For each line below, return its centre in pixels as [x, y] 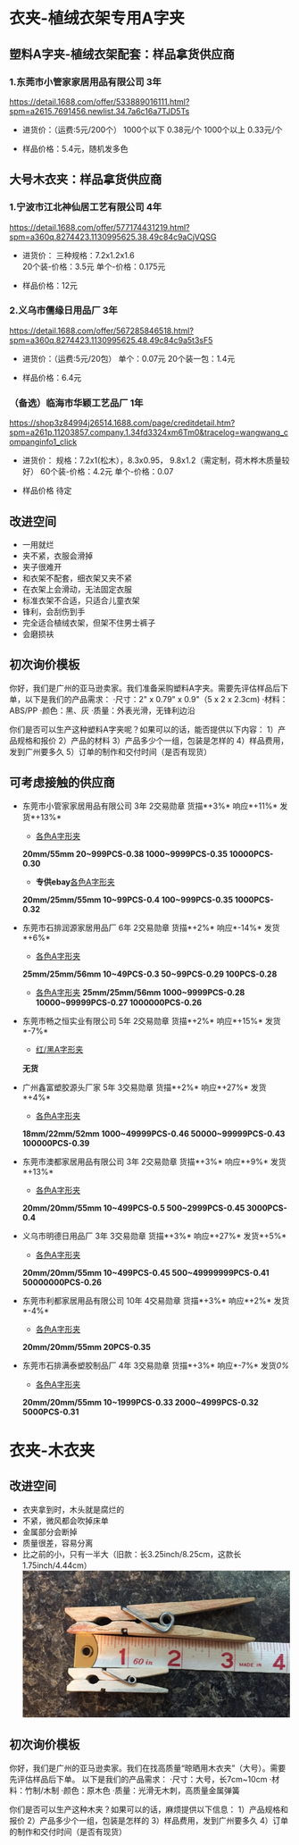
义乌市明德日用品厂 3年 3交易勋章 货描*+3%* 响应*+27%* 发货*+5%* [154, 1236]
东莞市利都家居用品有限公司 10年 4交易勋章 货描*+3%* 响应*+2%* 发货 [156, 1300]
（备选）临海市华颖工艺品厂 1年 [76, 403]
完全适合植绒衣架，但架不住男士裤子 [89, 623]
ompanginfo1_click [43, 442]
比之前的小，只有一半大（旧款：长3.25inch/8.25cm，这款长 [132, 1554]
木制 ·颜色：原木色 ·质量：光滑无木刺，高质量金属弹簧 [141, 1790]
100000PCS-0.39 [56, 1143]
